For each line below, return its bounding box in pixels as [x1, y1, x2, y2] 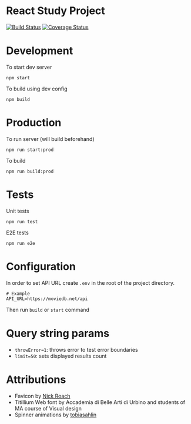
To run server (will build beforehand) [6, 135, 95, 142]
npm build [6, 96, 31, 102]
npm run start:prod [6, 147, 54, 153]
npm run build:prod [6, 169, 54, 174]
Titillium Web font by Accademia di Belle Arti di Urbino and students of [14, 398, 186, 406]
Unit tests [6, 207, 29, 214]
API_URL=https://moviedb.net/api [6, 295, 88, 302]
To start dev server [6, 63, 52, 70]
